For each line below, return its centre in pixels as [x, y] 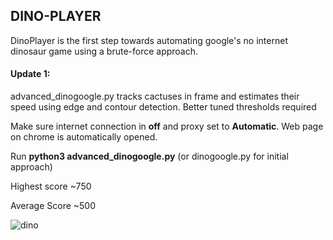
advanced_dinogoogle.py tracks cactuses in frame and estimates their [155, 96]
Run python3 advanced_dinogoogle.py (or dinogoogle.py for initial [149, 156]
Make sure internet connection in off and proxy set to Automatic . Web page [167, 126]
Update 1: [30, 74]
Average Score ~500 [53, 206]
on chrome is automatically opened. [84, 137]
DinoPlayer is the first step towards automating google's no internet [149, 40]
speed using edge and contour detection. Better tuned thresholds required [163, 107]
